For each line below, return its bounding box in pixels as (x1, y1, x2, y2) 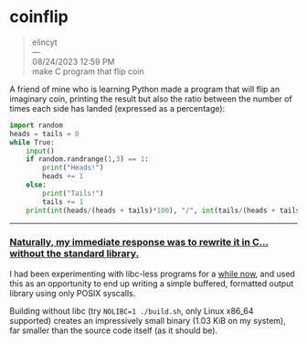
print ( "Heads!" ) (42, 163, 104, 173)
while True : (9, 137, 55, 147)
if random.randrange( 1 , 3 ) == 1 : (26, 155, 149, 164)
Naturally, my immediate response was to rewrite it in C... (9, 236, 270, 249)
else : (26, 180, 48, 189)
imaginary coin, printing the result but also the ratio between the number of (9, 93, 292, 104)
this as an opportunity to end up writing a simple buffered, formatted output (9, 277, 294, 289)
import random (9, 121, 64, 130)
